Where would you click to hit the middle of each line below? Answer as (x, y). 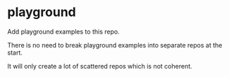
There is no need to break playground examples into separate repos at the (115, 45)
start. (15, 52)
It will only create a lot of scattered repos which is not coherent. (100, 66)
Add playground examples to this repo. (63, 31)
